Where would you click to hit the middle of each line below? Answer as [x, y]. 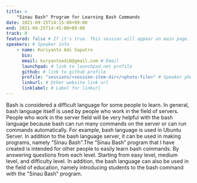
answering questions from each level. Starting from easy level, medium [92, 155]
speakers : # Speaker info [38, 45]
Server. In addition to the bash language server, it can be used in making [94, 136]
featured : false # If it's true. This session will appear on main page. [98, 39]
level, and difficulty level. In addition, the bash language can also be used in [98, 161]
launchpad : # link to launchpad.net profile [77, 66]
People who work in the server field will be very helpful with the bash [89, 117]
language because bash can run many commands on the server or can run [96, 124]
